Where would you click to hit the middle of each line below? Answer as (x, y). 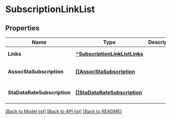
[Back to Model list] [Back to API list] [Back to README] (64, 111)
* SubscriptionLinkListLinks (109, 54)
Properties (22, 28)
